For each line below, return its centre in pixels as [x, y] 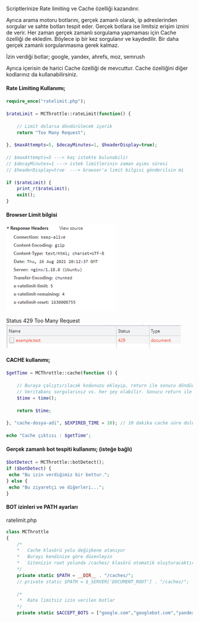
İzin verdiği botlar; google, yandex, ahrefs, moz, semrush [76, 57]
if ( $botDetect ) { [29, 469]
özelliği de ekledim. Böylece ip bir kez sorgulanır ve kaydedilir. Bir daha [92, 39]
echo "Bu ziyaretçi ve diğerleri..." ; [57, 487]
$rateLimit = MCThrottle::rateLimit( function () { [69, 114]
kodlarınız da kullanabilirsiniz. [42, 74]
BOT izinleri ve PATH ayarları [42, 507]
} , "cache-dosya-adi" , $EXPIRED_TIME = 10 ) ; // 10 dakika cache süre [94, 423]
